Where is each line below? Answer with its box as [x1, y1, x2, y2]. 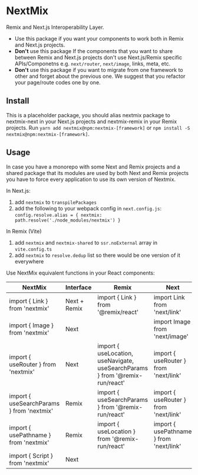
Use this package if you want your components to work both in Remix [14, 35, 184, 42]
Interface [65, 283, 92, 291]
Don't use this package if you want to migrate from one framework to [14, 66, 184, 73]
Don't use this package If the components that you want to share [14, 47, 173, 54]
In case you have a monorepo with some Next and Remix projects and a [6, 163, 180, 170]
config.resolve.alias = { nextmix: [14, 212, 103, 218]
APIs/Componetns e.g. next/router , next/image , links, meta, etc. [14, 60, 171, 67]
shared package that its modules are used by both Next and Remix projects [6, 169, 189, 176]
